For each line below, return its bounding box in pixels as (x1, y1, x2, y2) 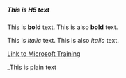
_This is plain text (7, 63, 57, 71)
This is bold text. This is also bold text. (7, 23, 118, 31)
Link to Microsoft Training (7, 49, 81, 58)
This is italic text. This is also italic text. (7, 36, 120, 44)
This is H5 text (7, 6, 50, 14)
